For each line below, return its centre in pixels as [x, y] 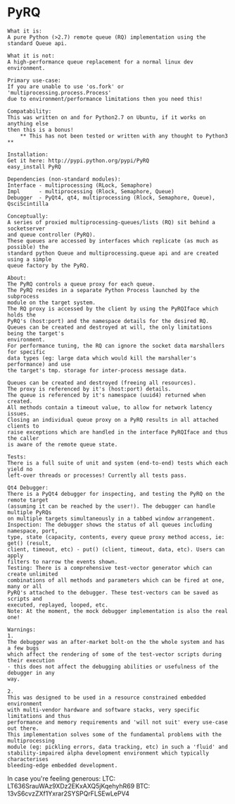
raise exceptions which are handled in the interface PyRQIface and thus [118, 432]
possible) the [28, 247]
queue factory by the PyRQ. [49, 265]
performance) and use [39, 364]
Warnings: [22, 629]
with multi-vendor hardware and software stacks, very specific [103, 709]
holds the [22, 315]
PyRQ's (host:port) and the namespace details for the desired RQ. [108, 321]
